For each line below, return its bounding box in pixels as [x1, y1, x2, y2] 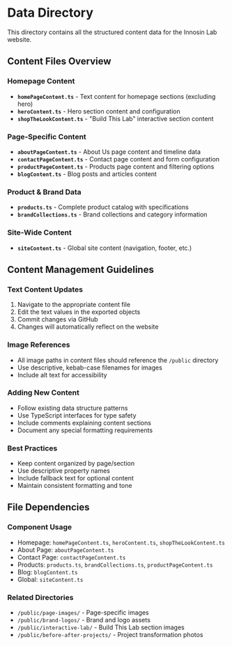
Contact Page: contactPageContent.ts [17, 553, 126, 561]
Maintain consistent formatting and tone [17, 482, 132, 490]
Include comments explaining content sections [17, 418, 152, 427]
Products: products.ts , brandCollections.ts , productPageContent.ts [17, 560, 213, 569]
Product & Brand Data [7, 187, 82, 196]
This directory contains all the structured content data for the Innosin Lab [7, 28, 217, 36]
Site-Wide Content [7, 228, 72, 237]
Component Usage [7, 522, 72, 532]
